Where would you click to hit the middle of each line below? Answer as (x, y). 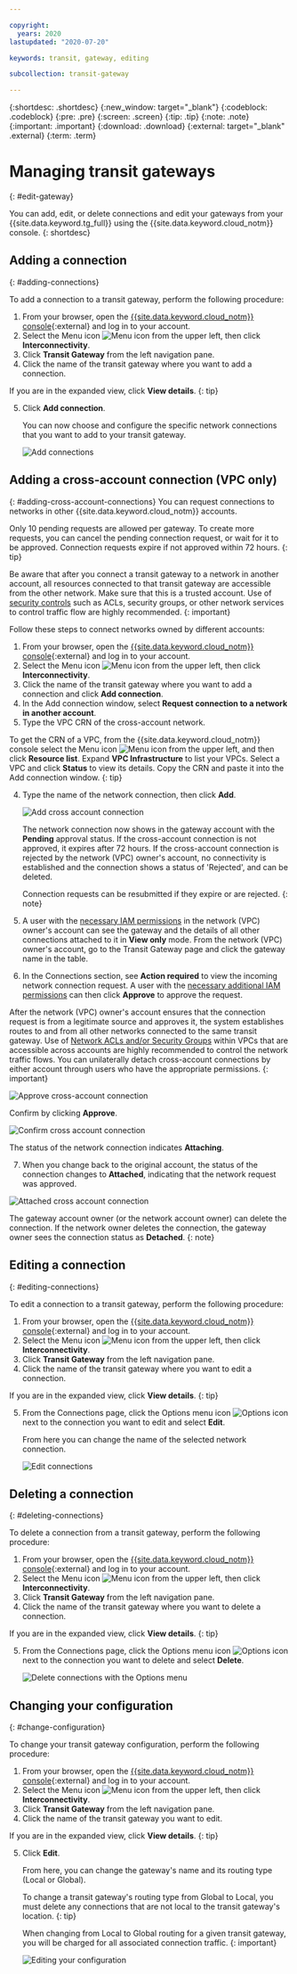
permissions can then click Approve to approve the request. (132, 994)
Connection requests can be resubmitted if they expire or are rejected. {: (155, 893)
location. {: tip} (49, 1916)
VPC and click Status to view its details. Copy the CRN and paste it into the (147, 768)
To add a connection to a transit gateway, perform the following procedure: (147, 299)
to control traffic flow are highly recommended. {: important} (120, 612)
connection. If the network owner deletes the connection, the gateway (138, 1228)
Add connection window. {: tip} (66, 777)
